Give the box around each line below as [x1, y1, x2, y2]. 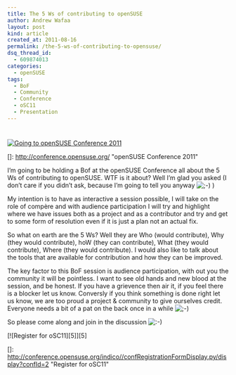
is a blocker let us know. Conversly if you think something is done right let [7, 289, 221, 298]
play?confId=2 [7, 360, 49, 368]
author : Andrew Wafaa [7, 17, 71, 24]
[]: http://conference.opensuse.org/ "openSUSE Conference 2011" [7, 152, 199, 160]
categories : [7, 63, 42, 70]
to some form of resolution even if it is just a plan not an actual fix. [7, 217, 199, 225]
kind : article [7, 30, 49, 37]
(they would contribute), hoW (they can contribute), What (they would [7, 238, 209, 246]
